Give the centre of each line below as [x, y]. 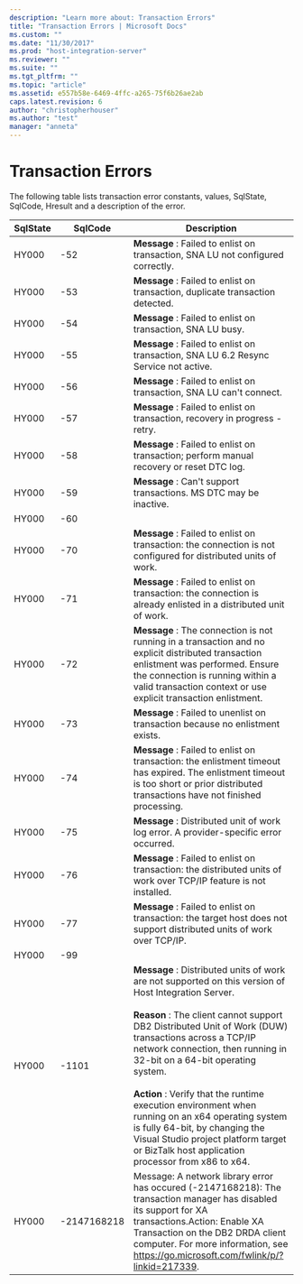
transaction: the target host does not [210, 918]
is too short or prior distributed [198, 783]
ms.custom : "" [36, 34]
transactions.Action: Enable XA [198, 1221]
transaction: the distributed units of [207, 869]
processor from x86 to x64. [192, 1161]
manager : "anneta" [44, 127]
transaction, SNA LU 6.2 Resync [201, 355]
